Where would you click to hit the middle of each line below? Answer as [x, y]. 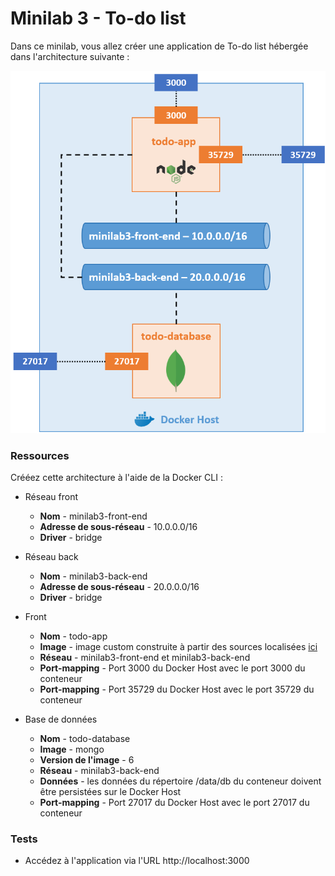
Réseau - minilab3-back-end [99, 770]
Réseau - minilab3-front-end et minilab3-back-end [145, 657]
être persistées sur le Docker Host [110, 791]
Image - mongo [72, 749]
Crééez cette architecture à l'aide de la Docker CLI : [116, 477]
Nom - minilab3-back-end [93, 576]
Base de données [61, 719]
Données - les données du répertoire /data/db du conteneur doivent [180, 781]
